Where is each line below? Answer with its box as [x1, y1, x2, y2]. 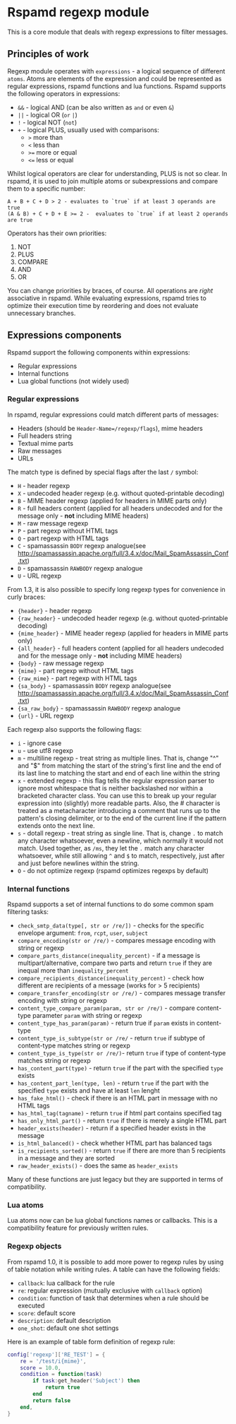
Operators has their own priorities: [7, 229, 107, 237]
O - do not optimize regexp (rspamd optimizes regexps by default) [17, 866, 209, 874]
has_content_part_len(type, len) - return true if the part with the [17, 1079, 209, 1088]
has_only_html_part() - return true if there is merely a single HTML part [17, 1117, 227, 1125]
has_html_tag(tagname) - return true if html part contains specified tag [17, 1109, 222, 1117]
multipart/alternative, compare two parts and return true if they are [17, 959, 213, 968]
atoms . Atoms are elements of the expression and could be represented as [7, 74, 222, 83]
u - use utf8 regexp [17, 746, 74, 754]
